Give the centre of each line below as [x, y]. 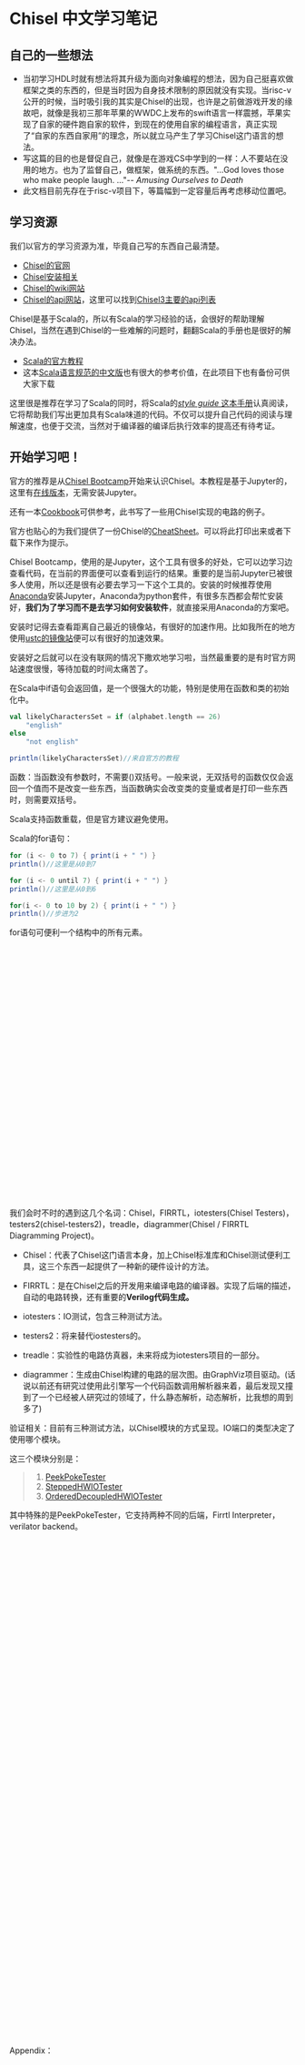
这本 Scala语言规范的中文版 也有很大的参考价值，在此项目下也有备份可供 [156, 372]
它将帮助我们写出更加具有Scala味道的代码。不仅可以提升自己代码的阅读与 [147, 414]
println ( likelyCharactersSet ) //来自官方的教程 [94, 758]
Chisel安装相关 [50, 276]
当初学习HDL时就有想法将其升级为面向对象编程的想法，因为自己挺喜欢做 [158, 79]
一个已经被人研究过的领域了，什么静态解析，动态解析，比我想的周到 [166, 1398]
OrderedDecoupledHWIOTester [104, 1496]
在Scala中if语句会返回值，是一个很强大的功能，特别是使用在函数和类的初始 [149, 687]
